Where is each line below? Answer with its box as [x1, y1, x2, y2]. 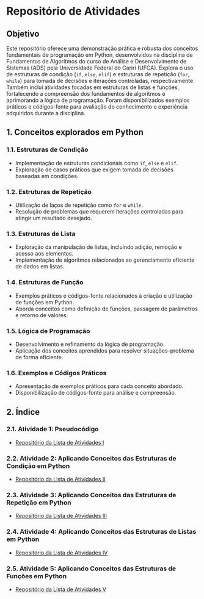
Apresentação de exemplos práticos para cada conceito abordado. [15, 382, 184, 390]
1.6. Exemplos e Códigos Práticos [6, 368, 107, 377]
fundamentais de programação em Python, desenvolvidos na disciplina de [6, 51, 194, 59]
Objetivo [6, 29, 40, 39]
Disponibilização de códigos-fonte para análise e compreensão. [15, 389, 177, 396]
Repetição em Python [6, 498, 71, 507]
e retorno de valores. [15, 311, 68, 318]
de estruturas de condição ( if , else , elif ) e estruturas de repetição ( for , [6, 71, 190, 77]
